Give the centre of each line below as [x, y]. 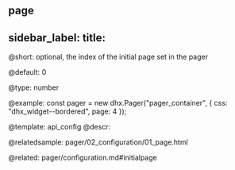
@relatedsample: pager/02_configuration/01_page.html [98, 142]
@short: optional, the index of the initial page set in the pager [108, 57]
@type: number [34, 87]
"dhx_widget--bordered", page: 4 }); [67, 111]
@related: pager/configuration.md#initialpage [83, 158]
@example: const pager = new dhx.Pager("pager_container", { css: [118, 103]
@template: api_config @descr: [60, 127]
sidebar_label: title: [57, 38]
